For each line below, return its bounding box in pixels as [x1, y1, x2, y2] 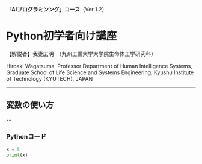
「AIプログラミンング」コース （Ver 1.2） [6, 6, 108, 13]
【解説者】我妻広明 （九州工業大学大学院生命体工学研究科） [6, 50, 156, 57]
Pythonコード [6, 132, 47, 140]
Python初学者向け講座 [6, 30, 117, 43]
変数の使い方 [6, 99, 54, 110]
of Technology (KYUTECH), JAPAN [6, 75, 93, 82]
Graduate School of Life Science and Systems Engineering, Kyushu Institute [6, 69, 194, 76]
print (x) [6, 152, 28, 158]
